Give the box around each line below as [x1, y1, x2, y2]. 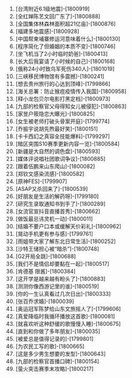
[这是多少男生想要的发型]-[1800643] [15, 350, 106, 357]
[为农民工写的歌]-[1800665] [15, 343, 85, 350]
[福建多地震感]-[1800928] [15, 28, 80, 35]
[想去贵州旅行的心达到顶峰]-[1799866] [15, 80, 110, 87]
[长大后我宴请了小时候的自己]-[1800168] [15, 58, 115, 65]
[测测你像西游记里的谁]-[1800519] [15, 283, 100, 290]
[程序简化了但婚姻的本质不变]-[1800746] [15, 43, 116, 50]
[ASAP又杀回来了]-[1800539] [15, 185, 88, 192]
